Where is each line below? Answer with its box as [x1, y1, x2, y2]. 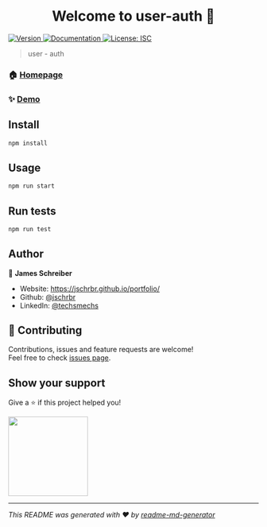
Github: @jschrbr [19, 292, 76, 301]
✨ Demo [8, 93, 41, 104]
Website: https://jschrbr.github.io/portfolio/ [19, 284, 161, 293]
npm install [8, 139, 48, 147]
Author [8, 247, 44, 261]
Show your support [8, 376, 106, 389]
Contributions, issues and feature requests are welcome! [8, 345, 194, 355]
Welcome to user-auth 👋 [52, 7, 215, 25]
